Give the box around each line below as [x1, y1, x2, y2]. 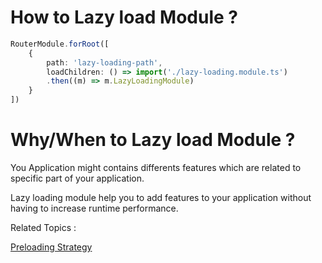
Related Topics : [10, 222, 77, 233]
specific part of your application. [10, 172, 145, 184]
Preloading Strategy [10, 241, 93, 253]
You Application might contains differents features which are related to [10, 162, 302, 173]
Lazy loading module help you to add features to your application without [10, 192, 312, 203]
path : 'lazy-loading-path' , [46, 57, 163, 68]
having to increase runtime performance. [10, 202, 179, 214]
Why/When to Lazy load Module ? [10, 129, 296, 151]
